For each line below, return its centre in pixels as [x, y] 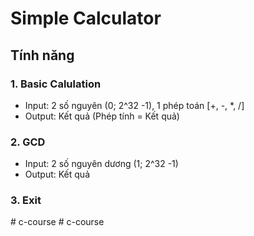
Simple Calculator [86, 18]
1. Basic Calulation [56, 84]
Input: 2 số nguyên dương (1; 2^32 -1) [101, 164]
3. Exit [26, 200]
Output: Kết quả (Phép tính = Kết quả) [102, 116]
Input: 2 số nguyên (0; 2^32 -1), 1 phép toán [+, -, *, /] [134, 105]
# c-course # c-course [57, 222]
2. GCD [28, 142]
